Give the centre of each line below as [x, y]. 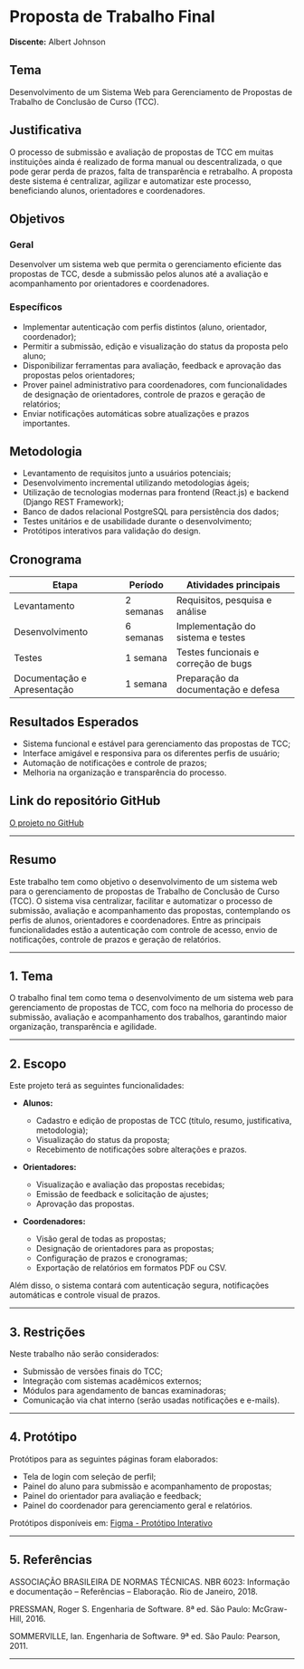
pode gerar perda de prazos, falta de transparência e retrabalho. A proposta [151, 171]
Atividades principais [233, 585]
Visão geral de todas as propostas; [101, 1239]
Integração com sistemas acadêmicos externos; [112, 1381]
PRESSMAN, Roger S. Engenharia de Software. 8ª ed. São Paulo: [130, 1608]
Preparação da [208, 678]
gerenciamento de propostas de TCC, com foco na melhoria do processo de [152, 1008]
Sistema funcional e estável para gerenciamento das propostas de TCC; [157, 743]
